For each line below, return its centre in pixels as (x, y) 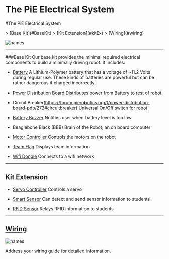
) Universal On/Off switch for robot (112, 108)
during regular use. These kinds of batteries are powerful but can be (83, 77)
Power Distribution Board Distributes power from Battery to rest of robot (87, 93)
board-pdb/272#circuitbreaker (44, 108)
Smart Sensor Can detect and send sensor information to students (81, 199)
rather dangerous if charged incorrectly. (54, 83)
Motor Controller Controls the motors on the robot (64, 137)
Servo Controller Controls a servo (47, 189)
